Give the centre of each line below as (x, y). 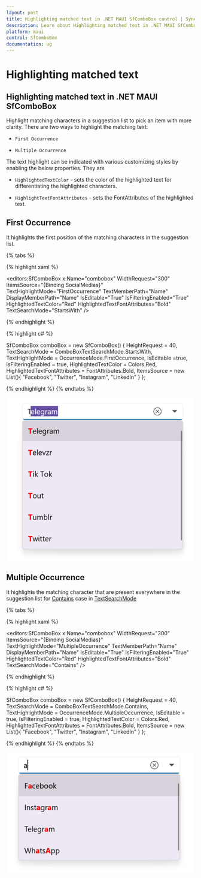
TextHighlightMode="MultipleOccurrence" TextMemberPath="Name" (92, 646)
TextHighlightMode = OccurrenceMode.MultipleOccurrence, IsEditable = (96, 713)
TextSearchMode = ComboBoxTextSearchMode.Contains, (77, 706)
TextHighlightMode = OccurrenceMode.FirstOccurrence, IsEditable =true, (97, 358)
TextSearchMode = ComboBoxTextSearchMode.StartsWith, (79, 351)
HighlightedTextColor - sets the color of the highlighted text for (93, 179)
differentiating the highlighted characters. (66, 186)
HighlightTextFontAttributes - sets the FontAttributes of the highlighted (104, 197)
